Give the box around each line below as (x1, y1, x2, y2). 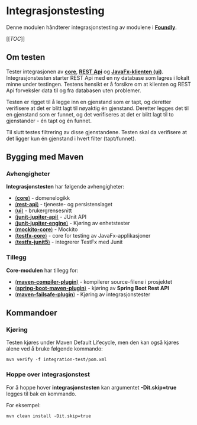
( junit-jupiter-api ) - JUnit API (14, 213, 87, 220)
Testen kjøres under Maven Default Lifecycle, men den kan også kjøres (6, 339, 179, 346)
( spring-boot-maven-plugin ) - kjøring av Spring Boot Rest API (14, 284, 170, 291)
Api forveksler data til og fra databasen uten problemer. (6, 87, 141, 94)
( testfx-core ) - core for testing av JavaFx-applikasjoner (14, 232, 151, 239)
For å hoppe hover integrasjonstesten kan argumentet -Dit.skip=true (6, 384, 177, 391)
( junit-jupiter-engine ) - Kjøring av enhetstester (14, 220, 130, 227)
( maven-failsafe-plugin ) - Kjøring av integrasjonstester (14, 291, 151, 298)
